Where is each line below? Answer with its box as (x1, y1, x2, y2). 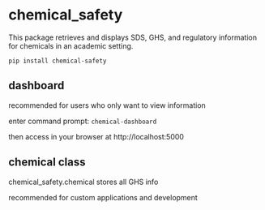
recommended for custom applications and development (8, 192, 199, 202)
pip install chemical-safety (8, 57, 107, 65)
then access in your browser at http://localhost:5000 (8, 131, 185, 141)
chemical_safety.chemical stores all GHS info (8, 177, 159, 186)
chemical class (8, 156, 86, 169)
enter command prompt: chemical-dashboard (8, 116, 157, 126)
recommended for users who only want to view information (8, 100, 207, 110)
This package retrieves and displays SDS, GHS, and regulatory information (8, 32, 258, 42)
